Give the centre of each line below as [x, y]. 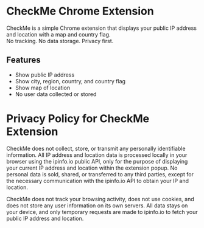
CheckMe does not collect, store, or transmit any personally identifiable [96, 148]
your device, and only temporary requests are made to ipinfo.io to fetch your [102, 212]
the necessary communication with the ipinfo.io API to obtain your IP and [98, 181]
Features [23, 60]
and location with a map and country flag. [58, 34]
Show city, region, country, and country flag [70, 81]
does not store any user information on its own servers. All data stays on [97, 206]
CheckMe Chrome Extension [80, 11]
